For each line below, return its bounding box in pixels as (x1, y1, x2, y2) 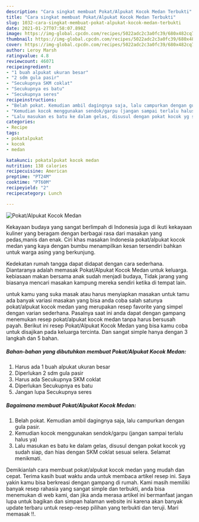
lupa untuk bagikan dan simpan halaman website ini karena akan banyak (6, 498, 183, 505)
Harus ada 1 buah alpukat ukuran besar (14, 363, 111, 370)
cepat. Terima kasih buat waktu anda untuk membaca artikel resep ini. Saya (6, 472, 191, 479)
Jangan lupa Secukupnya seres (14, 388, 92, 395)
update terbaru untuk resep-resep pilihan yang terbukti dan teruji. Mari (6, 504, 179, 511)
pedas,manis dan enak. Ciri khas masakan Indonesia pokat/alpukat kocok (6, 235, 185, 243)
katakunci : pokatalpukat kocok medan (6, 157, 99, 163)
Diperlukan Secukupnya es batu (14, 382, 93, 389)
